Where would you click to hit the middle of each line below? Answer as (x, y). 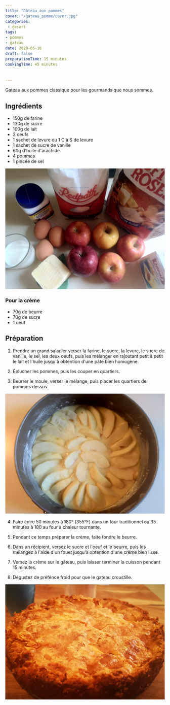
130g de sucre (28, 123)
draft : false (19, 53)
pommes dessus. (30, 386)
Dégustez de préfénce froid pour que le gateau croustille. (72, 577)
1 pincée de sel (28, 161)
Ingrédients (24, 106)
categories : (18, 21)
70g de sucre (26, 317)
